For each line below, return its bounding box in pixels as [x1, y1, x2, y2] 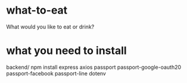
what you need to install [6, 44, 127, 58]
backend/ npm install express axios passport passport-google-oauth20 [6, 63, 182, 71]
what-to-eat [6, 4, 68, 17]
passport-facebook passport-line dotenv [6, 69, 106, 77]
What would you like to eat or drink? [6, 23, 95, 30]
